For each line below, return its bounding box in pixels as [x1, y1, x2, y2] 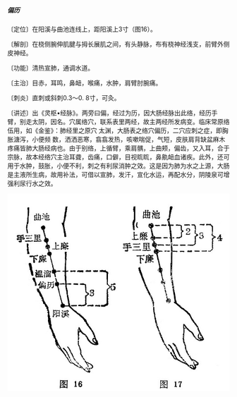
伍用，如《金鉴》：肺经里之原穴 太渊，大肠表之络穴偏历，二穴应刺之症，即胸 [7, 126, 229, 135]
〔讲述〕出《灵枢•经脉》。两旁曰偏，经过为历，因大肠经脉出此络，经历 [7, 109, 212, 117]
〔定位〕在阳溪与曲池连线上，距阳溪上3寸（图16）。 [7, 25, 157, 33]
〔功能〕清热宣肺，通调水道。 [7, 63, 94, 72]
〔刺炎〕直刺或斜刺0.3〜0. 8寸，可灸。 [7, 93, 121, 102]
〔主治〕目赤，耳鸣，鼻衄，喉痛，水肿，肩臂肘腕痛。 [7, 78, 162, 87]
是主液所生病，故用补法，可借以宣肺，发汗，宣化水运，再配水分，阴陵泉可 [7, 170, 224, 178]
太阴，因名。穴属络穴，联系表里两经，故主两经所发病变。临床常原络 [31, 117, 230, 126]
